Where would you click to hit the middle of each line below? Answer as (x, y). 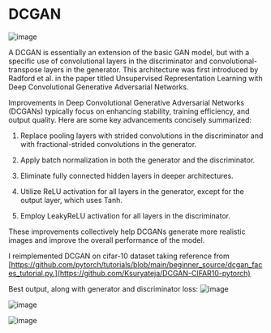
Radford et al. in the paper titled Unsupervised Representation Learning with (135, 78)
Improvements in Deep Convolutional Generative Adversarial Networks (127, 102)
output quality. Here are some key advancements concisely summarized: (130, 119)
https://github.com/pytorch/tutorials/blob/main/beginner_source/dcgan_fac (137, 264)
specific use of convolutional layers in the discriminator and (108, 61)
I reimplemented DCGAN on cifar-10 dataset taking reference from (119, 256)
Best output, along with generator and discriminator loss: (103, 288)
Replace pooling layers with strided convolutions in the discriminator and (142, 136)
